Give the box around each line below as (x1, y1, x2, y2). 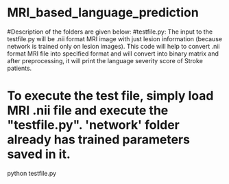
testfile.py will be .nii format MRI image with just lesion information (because (7, 34, 223, 43)
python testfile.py (7, 169, 57, 177)
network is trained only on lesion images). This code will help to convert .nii (7, 42, 220, 50)
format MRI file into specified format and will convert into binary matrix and (7, 49, 219, 58)
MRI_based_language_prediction (7, 5, 199, 21)
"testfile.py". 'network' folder (7, 117, 180, 133)
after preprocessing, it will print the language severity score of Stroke (7, 56, 204, 65)
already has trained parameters (7, 132, 191, 148)
